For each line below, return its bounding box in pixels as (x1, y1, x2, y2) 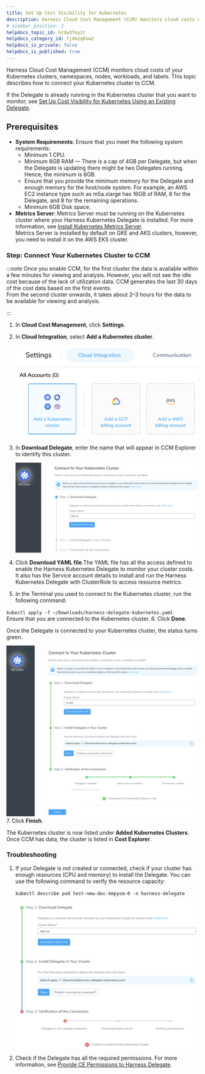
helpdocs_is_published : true (6, 49, 81, 55)
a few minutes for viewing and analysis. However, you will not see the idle (6, 271, 192, 279)
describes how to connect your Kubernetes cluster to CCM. (6, 79, 156, 86)
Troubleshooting (6, 851, 57, 859)
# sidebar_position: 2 (6, 23, 64, 29)
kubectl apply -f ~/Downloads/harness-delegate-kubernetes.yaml (6, 609, 173, 615)
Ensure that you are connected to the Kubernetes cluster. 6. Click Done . (6, 615, 187, 622)
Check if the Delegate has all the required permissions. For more (15, 1054, 178, 1062)
